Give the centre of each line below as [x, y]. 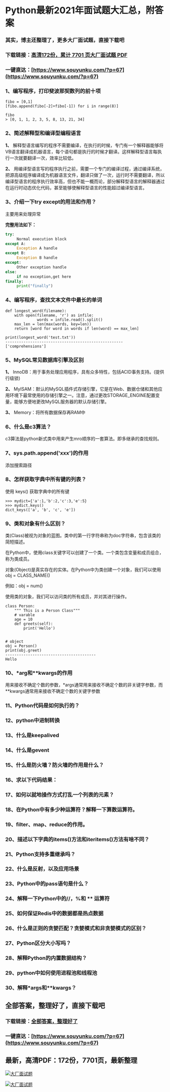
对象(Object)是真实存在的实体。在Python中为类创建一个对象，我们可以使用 [83, 570]
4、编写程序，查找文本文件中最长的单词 [54, 300]
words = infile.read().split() [70, 319]
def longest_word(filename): [36, 311]
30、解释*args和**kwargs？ [41, 988]
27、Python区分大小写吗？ [38, 943]
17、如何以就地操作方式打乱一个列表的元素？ [60, 794]
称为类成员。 [18, 559]
